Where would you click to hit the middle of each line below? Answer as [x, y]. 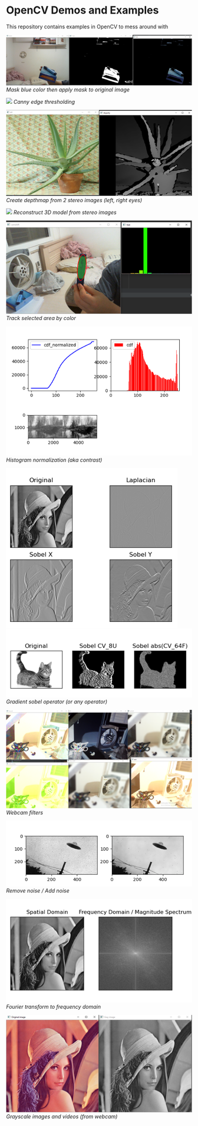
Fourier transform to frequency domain [54, 1007]
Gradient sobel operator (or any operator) [57, 702]
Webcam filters [24, 812]
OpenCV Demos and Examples [82, 10]
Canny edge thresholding [44, 101]
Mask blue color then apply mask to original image [68, 90]
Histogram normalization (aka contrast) [54, 460]
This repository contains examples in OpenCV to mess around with [87, 27]
